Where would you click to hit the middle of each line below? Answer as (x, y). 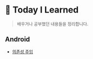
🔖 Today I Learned (42, 10)
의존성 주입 (23, 52)
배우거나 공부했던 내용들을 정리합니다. (53, 24)
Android (17, 39)
